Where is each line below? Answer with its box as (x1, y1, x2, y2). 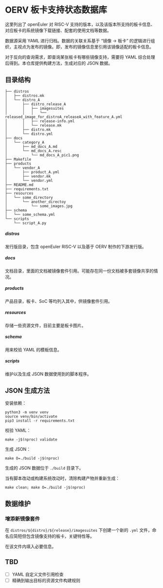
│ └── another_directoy (5, 199, 66, 204)
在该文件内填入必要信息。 (5, 544, 56, 550)
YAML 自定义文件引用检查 (12, 571, 64, 577)
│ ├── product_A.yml (5, 169, 60, 175)
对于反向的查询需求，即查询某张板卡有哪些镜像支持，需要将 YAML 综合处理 (5, 54, 155, 60)
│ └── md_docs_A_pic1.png (5, 152, 79, 158)
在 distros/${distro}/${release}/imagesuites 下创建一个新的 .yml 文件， (5, 527, 152, 533)
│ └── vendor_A (5, 165, 40, 170)
